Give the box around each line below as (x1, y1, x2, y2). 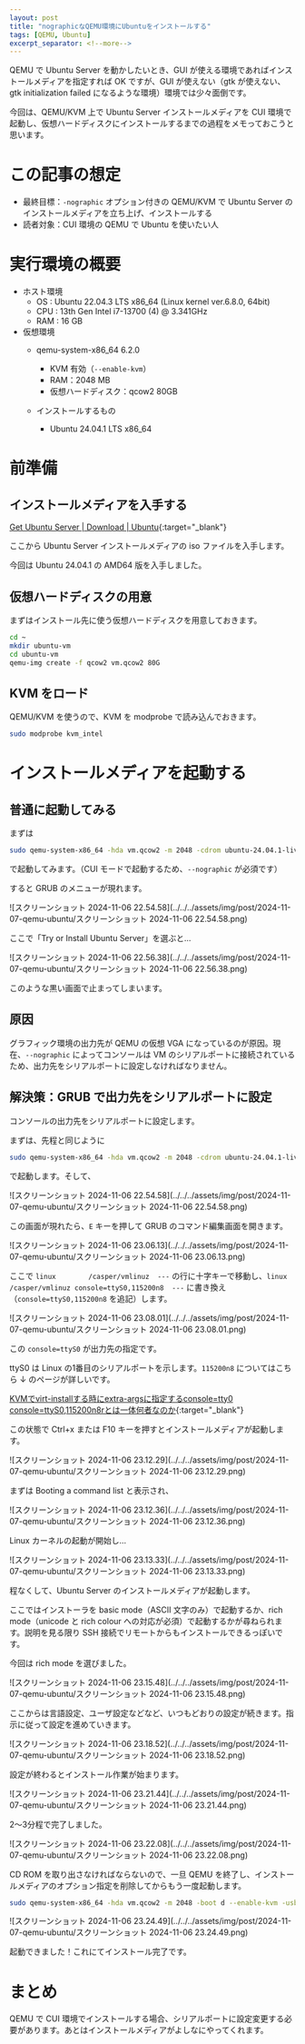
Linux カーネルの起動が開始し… (9, 1534, 127, 1545)
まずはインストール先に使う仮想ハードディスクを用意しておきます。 (9, 614, 262, 625)
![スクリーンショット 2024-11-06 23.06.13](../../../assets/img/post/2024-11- (9, 1239, 289, 1250)
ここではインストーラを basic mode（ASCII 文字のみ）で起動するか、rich (9, 1604, 283, 1615)
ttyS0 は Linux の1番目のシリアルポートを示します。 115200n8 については (9, 1362, 277, 1373)
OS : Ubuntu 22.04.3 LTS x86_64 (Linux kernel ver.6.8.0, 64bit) (35, 296, 271, 307)
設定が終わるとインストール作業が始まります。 (9, 1769, 184, 1780)
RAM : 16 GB (35, 315, 84, 327)
